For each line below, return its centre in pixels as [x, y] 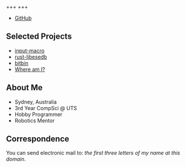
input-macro [30, 50]
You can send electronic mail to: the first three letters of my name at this [93, 153]
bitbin [21, 63]
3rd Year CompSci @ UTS [46, 108]
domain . [16, 159]
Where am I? [30, 69]
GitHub [23, 18]
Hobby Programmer [38, 114]
